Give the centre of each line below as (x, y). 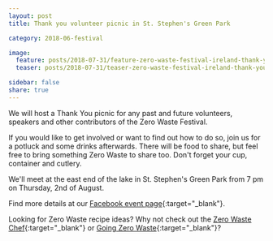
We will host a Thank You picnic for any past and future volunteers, (121, 113)
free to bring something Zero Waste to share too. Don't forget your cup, (128, 154)
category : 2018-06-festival (56, 38)
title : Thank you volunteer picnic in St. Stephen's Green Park (119, 24)
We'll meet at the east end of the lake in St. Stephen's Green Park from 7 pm (136, 179)
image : (19, 53)
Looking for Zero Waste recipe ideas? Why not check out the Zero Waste (130, 219)
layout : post (30, 16)
